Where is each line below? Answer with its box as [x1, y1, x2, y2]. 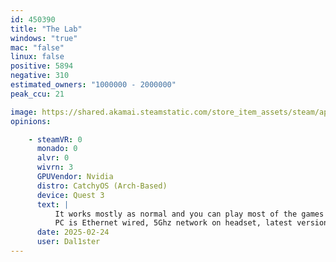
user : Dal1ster [36, 237, 101, 247]
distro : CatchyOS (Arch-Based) [36, 181, 168, 191]
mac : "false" [10, 42, 65, 53]
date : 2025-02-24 [36, 227, 110, 238]
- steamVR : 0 [28, 134, 83, 145]
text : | [36, 199, 70, 210]
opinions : [10, 116, 52, 126]
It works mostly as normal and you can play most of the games [54, 209, 325, 219]
